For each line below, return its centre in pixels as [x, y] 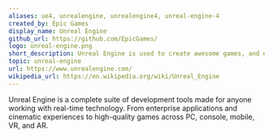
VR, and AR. [28, 125]
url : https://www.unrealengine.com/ [70, 69]
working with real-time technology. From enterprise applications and [123, 108]
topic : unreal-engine [45, 62]
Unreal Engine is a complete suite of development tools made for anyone [130, 99]
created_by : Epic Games [49, 24]
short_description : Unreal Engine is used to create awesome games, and [134, 54]
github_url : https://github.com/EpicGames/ [83, 39]
